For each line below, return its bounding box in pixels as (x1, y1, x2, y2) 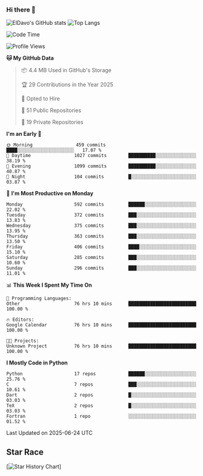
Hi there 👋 (6, 5, 36, 14)
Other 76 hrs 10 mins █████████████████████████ (6, 301, 197, 307)
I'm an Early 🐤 (6, 130, 42, 138)
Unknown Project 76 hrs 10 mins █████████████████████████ (6, 343, 197, 349)
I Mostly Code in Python (6, 359, 68, 366)
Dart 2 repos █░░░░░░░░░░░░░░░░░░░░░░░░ (6, 392, 197, 398)
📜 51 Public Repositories (21, 107, 82, 114)
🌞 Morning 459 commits (6, 142, 106, 148)
